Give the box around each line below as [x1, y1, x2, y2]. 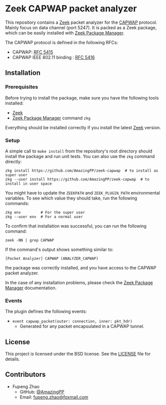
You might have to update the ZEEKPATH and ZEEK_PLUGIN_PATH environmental [5, 190, 160, 196]
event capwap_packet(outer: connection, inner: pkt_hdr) [12, 319, 133, 324]
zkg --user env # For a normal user [5, 214, 83, 219]
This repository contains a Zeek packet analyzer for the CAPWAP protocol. [5, 19, 158, 25]
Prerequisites [5, 84, 38, 91]
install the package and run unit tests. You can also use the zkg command [5, 153, 155, 159]
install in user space [5, 181, 52, 186]
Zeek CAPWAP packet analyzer [5, 3, 137, 14]
